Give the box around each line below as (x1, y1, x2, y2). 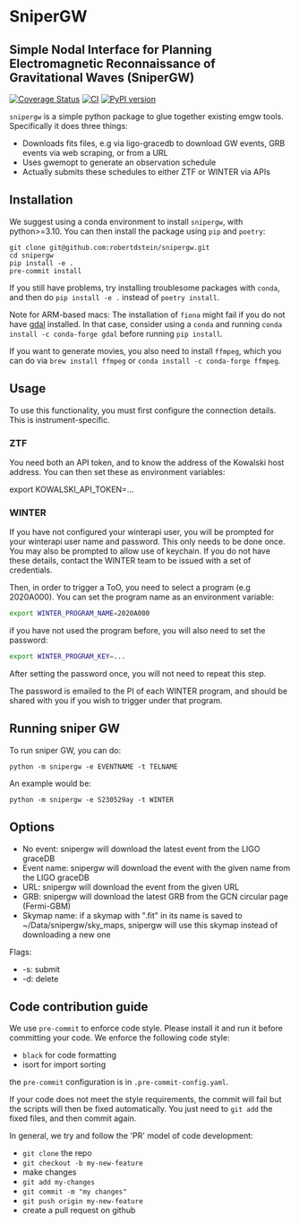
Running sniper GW (9, 721, 121, 737)
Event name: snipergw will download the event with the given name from (21, 862, 291, 873)
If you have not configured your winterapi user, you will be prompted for (9, 527, 275, 538)
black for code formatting (21, 1050, 117, 1061)
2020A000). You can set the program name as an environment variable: (9, 591, 275, 602)
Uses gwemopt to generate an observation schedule (21, 157, 217, 168)
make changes (21, 1167, 77, 1177)
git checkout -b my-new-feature (21, 1159, 143, 1168)
